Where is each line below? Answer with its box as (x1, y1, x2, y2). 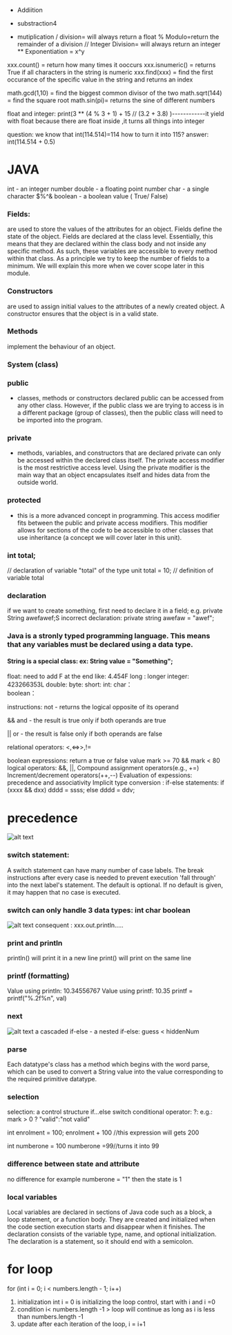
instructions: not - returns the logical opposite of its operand (7, 703, 179, 711)
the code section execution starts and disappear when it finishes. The (7, 1222, 206, 1231)
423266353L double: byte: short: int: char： (7, 680, 133, 689)
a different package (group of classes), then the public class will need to (17, 409, 223, 417)
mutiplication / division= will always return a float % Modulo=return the (17, 32, 220, 41)
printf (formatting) (7, 971, 70, 981)
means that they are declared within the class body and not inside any (7, 240, 206, 248)
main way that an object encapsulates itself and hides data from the (17, 471, 211, 479)
